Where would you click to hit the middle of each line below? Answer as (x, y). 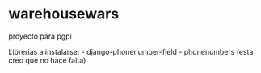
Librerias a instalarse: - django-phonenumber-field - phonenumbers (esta (131, 51)
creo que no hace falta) (47, 60)
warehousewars (64, 14)
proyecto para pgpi (40, 36)
